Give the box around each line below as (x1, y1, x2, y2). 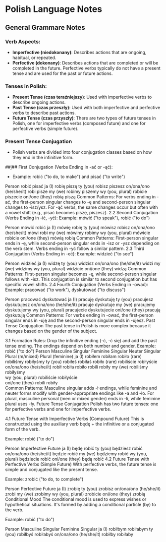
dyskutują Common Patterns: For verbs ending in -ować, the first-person (5, 312, 154, 318)
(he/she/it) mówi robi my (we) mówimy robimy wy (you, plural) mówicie (5, 230, 150, 236)
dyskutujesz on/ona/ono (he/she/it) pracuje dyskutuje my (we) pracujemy (5, 301, 156, 308)
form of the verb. (5, 426, 40, 432)
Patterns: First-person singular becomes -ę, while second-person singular (5, 271, 157, 277)
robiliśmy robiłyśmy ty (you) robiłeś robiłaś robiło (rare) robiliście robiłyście (5, 359, 158, 365)
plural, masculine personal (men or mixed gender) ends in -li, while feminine (5, 396, 161, 402)
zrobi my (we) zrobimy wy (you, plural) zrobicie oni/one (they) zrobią (5, 491, 145, 497)
